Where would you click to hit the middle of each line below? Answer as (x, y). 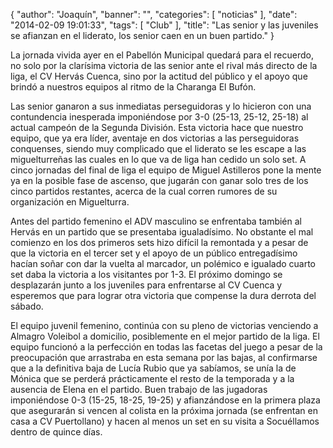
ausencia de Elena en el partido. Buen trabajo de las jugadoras (139, 389)
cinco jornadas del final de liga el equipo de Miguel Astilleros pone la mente (166, 170)
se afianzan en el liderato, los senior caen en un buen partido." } (142, 35)
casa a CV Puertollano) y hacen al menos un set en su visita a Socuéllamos (165, 421)
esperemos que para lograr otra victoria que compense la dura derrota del (163, 295)
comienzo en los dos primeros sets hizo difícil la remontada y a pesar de (159, 242)
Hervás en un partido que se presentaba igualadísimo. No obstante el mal (162, 232)
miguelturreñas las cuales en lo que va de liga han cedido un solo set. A (158, 159)
